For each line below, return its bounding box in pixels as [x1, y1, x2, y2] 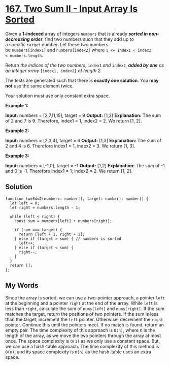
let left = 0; [10, 200, 40, 206]
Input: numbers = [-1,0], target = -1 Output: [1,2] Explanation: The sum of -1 [5, 162, 165, 168]
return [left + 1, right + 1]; [18, 232, 85, 237]
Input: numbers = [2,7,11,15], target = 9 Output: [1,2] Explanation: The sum [5, 112, 161, 118]
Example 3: [5, 153, 29, 159]
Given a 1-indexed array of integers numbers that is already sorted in [5, 31, 148, 37]
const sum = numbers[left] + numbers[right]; [14, 218, 113, 224]
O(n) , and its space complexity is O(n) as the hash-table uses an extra [5, 349, 151, 355]
